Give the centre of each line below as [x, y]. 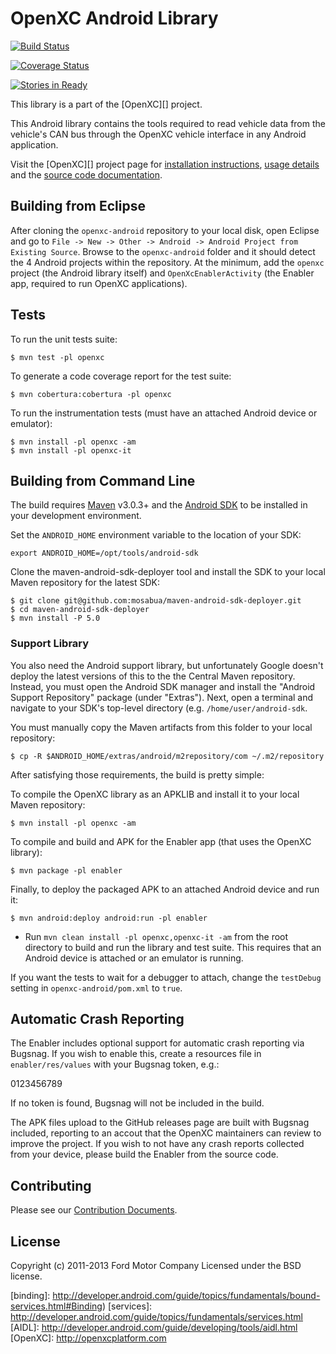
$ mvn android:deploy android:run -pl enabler [109, 918]
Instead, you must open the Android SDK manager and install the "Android [163, 686]
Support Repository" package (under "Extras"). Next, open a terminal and [162, 697]
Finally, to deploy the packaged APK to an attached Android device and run [165, 889]
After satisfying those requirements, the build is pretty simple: [137, 774]
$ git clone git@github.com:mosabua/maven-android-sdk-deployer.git [156, 601]
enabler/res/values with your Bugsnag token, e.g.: [115, 1064]
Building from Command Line [103, 480]
